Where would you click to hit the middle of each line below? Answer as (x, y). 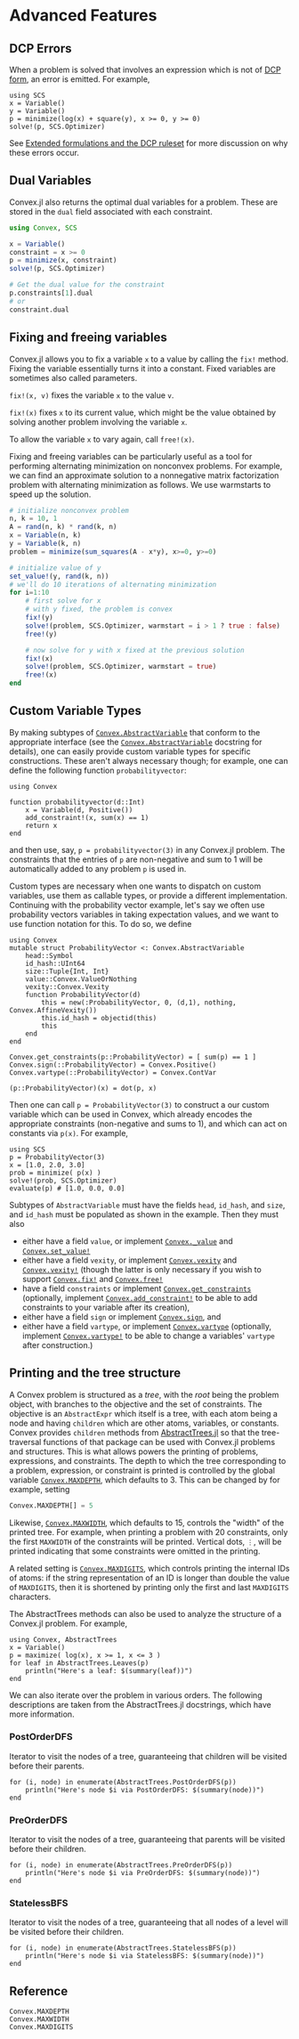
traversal (25, 1442)
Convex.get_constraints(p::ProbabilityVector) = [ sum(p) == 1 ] (133, 1057)
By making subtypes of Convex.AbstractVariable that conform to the (135, 732)
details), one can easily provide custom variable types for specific (130, 751)
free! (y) (41, 634)
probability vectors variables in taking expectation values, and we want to (144, 914)
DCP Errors (40, 49)
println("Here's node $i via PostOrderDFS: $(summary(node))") (145, 1790)
